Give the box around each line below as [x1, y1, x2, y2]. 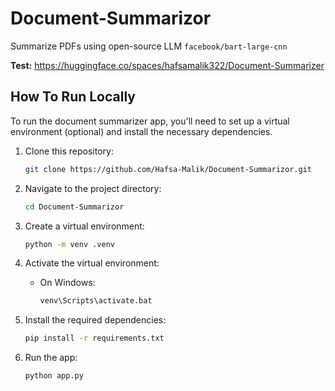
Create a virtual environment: [24, 220, 145, 232]
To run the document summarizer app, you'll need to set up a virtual [10, 115, 290, 127]
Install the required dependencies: [24, 314, 167, 326]
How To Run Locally [10, 88, 136, 106]
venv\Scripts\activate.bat [39, 296, 153, 306]
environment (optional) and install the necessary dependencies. [10, 125, 273, 137]
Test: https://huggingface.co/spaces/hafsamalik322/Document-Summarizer [10, 59, 325, 71]
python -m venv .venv [24, 239, 115, 249]
